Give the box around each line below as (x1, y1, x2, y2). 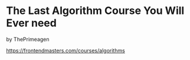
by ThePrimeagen (6, 36, 50, 43)
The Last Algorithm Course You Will (6, 4, 185, 17)
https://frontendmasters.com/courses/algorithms (6, 47, 125, 54)
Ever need (6, 16, 57, 30)
